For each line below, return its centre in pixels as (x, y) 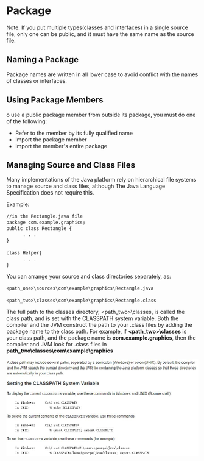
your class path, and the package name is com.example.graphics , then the (101, 338)
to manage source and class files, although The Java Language (86, 186)
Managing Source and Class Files (71, 165)
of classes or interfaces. (37, 80)
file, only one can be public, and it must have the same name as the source (100, 34)
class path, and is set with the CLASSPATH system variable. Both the (93, 318)
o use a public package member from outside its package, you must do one (101, 115)
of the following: (27, 121)
